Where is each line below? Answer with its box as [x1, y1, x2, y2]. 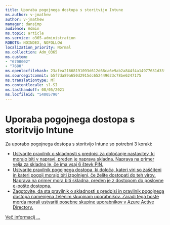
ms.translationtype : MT [5, 78, 56, 83]
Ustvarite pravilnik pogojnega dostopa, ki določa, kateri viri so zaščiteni [12, 167, 162, 173]
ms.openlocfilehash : [5, 69, 49, 74]
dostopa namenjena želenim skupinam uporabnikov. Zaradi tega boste [12, 194, 159, 200]
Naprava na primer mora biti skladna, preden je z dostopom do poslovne [12, 178, 164, 184]
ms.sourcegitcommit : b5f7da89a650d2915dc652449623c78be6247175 [5, 73, 142, 78]
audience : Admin [5, 26, 39, 31]
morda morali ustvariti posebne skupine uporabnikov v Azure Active [12, 199, 154, 205]
